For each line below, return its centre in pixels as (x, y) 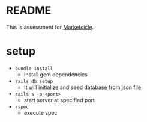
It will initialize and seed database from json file (82, 87)
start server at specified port (59, 100)
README (29, 11)
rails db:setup (34, 81)
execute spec (40, 112)
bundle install (34, 69)
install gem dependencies (56, 74)
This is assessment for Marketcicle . (50, 27)
